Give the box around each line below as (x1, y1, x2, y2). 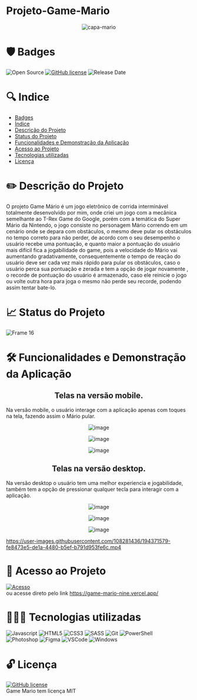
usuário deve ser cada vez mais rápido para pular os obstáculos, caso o (6, 259, 181, 266)
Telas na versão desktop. (52, 464, 146, 474)
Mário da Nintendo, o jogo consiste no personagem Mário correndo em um (6, 222, 188, 229)
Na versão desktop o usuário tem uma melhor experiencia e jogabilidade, (6, 479, 183, 486)
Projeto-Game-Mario (6, 4, 110, 18)
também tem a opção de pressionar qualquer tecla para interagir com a (6, 485, 179, 493)
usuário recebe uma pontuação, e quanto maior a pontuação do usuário (6, 240, 181, 247)
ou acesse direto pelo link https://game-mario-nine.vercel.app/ (6, 590, 159, 597)
